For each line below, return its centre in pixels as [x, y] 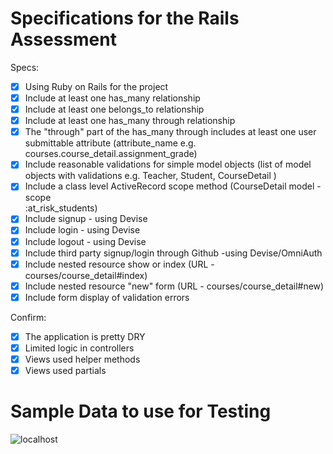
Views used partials [65, 370]
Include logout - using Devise [85, 241]
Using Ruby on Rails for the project [96, 86]
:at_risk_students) [61, 208]
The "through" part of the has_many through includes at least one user [170, 132]
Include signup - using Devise [86, 219]
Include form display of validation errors [107, 297]
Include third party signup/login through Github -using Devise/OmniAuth [173, 253]
